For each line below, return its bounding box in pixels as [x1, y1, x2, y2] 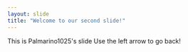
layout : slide [7, 10, 50, 18]
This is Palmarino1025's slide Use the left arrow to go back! [7, 36, 182, 45]
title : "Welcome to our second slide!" [7, 17, 126, 24]
